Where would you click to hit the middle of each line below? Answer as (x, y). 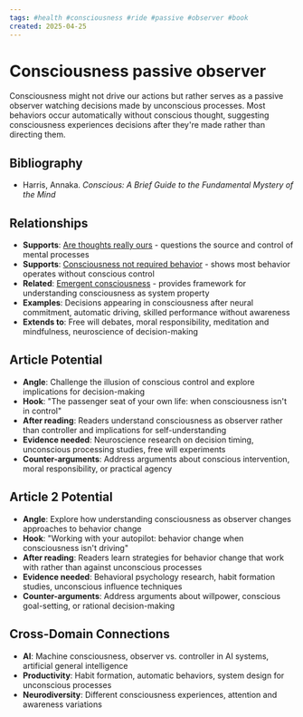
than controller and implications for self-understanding (124, 430)
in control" (42, 411)
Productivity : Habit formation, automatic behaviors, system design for (153, 675)
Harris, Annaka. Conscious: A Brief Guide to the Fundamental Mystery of (158, 185)
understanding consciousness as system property (116, 293)
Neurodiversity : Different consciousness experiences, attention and (150, 694)
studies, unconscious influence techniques (102, 586)
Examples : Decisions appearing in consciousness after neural (138, 303)
